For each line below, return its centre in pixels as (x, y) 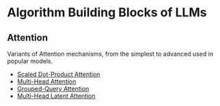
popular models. (30, 61)
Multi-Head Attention (46, 82)
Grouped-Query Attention (53, 89)
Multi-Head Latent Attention (56, 96)
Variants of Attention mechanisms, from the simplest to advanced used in (110, 54)
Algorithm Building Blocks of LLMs (107, 13)
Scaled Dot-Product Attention (58, 74)
